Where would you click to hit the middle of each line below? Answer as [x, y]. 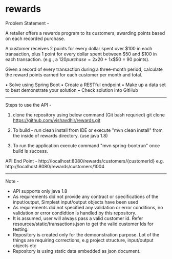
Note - [12, 181]
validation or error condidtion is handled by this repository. [74, 213]
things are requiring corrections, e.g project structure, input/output [83, 240]
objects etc [25, 245]
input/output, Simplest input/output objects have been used [76, 202]
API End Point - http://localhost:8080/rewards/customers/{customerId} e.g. [85, 161]
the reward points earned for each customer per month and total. [74, 74]
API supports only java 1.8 [40, 191]
